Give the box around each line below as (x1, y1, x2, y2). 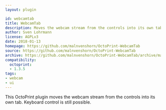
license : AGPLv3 (5, 35, 39, 39)
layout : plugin (5, 7, 37, 12)
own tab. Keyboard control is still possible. (5, 99, 91, 105)
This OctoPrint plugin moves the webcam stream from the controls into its (5, 94, 156, 100)
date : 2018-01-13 (5, 39, 41, 44)
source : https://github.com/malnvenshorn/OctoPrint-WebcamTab (5, 48, 136, 53)
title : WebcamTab (5, 21, 41, 26)
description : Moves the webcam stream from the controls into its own (5, 25, 154, 30)
